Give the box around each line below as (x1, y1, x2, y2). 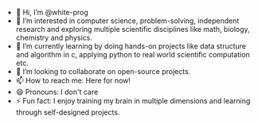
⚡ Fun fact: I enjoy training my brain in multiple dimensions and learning (15, 96, 251, 105)
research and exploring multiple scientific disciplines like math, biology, (15, 25, 250, 33)
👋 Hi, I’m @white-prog (15, 8, 89, 17)
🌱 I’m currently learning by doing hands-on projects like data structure (15, 41, 247, 51)
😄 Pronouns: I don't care (15, 88, 99, 96)
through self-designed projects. (15, 107, 120, 117)
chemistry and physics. (15, 33, 93, 42)
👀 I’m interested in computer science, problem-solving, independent (15, 16, 240, 25)
